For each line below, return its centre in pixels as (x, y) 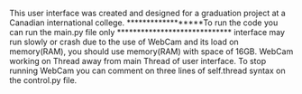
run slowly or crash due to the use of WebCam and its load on (124, 42)
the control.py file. (43, 80)
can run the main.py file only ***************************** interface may (147, 32)
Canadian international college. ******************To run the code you (144, 23)
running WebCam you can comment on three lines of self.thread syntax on (147, 70)
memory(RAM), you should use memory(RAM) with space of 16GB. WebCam (151, 52)
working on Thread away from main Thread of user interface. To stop (138, 61)
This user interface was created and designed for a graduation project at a (147, 13)
